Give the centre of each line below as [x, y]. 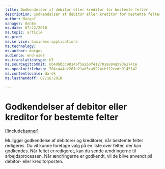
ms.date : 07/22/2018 [26, 28]
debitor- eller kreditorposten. [34, 161]
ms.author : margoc [24, 51]
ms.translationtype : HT [29, 60]
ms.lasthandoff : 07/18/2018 [34, 78]
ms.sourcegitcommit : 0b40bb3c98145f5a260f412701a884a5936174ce [71, 64]
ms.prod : [14, 37]
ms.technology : [21, 46]
